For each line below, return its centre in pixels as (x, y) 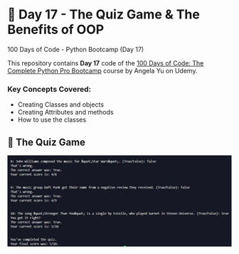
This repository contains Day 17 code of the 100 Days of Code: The (106, 63)
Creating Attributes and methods (65, 112)
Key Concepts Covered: (49, 89)
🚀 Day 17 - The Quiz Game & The (104, 15)
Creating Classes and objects (61, 105)
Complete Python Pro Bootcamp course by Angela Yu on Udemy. (102, 70)
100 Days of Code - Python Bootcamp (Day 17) (76, 49)
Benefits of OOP (56, 30)
